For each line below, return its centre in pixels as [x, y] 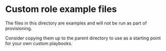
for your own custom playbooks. [39, 43]
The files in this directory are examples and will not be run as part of [76, 23]
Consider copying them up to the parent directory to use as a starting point [83, 38]
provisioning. [19, 28]
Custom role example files [61, 9]
